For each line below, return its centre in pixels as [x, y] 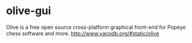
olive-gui [29, 11]
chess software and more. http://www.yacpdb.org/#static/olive [83, 33]
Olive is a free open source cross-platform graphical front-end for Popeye [96, 27]
